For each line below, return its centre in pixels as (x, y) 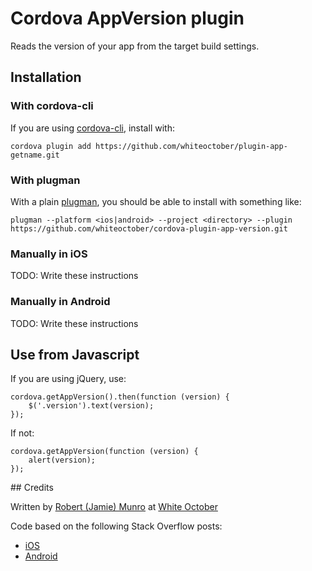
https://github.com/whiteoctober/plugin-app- (191, 146)
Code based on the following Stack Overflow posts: (116, 526)
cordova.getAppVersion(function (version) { (104, 452)
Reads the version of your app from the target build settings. (135, 46)
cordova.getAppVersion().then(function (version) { (120, 397)
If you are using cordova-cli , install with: (92, 128)
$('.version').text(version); (91, 406)
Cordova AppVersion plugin (127, 18)
